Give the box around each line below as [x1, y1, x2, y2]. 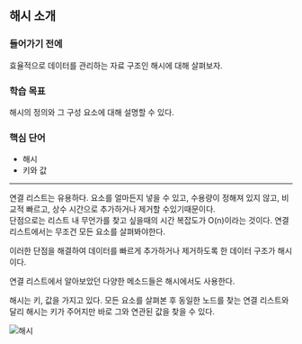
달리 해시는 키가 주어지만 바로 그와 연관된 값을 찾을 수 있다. [9, 306, 216, 317]
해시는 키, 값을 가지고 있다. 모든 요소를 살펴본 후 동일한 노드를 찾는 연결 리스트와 [9, 295, 289, 306]
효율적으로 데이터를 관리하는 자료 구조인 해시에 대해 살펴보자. [9, 59, 223, 70]
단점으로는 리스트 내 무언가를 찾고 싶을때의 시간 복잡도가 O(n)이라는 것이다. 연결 [9, 215, 289, 226]
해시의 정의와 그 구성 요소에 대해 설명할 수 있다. [9, 106, 175, 117]
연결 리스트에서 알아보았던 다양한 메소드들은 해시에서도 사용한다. [9, 276, 235, 286]
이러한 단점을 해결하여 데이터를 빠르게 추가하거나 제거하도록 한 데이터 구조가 [9, 246, 276, 257]
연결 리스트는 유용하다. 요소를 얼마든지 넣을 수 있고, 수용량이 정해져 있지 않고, [9, 193, 280, 204]
